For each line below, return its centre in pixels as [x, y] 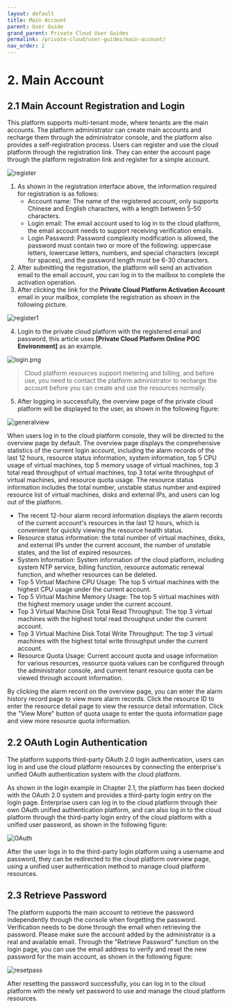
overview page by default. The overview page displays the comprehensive [114, 443]
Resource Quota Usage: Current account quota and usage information [118, 656]
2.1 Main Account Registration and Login [96, 106]
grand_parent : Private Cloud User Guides [68, 33]
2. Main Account [56, 80]
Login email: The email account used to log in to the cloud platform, [124, 223]
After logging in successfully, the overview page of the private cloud [115, 401]
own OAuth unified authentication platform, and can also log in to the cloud [114, 809]
